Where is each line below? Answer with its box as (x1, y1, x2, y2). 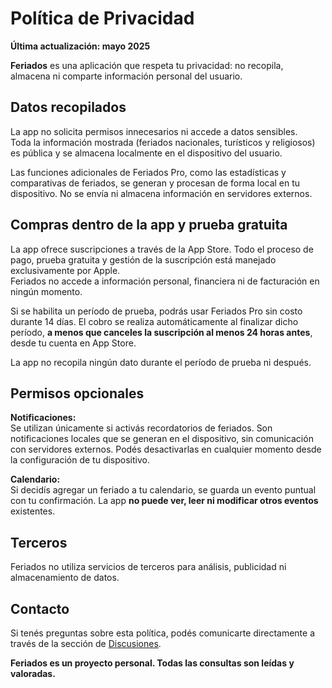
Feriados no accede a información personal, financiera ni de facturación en (10, 275, 320, 287)
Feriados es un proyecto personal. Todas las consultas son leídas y (10, 657, 295, 669)
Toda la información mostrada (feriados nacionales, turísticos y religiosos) (10, 136, 316, 148)
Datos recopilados (10, 99, 127, 116)
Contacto (10, 600, 70, 617)
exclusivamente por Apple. (10, 264, 121, 276)
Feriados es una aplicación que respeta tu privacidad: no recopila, (10, 59, 284, 71)
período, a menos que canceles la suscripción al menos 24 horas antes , (10, 326, 313, 338)
